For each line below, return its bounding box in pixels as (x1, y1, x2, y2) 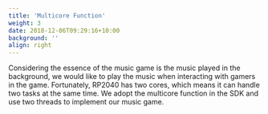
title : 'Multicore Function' (8, 11, 106, 20)
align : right (8, 41, 52, 49)
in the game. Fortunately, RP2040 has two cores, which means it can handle (8, 81, 261, 90)
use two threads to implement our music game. (8, 97, 164, 107)
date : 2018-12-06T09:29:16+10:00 (8, 26, 120, 34)
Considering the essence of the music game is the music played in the (8, 63, 241, 73)
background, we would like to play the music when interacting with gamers (8, 72, 256, 81)
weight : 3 (8, 19, 42, 27)
